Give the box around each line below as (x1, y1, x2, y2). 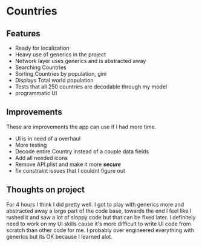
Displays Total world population (15, 77, 94, 84)
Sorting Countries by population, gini (15, 70, 107, 77)
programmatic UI (15, 90, 57, 96)
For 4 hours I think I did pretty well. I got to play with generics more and (6, 201, 184, 208)
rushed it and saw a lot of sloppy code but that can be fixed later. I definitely (6, 213, 196, 221)
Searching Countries (15, 64, 67, 71)
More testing (15, 141, 47, 148)
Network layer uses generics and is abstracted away (15, 58, 146, 64)
